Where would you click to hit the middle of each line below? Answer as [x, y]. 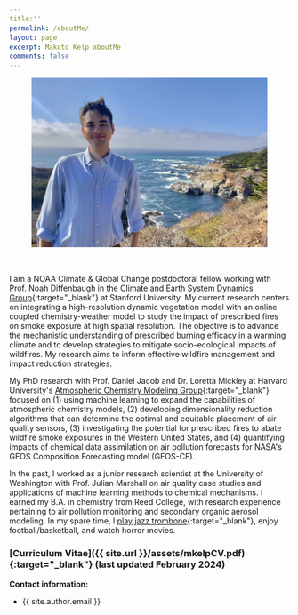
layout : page [33, 37]
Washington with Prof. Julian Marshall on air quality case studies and [135, 483]
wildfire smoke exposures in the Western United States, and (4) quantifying [147, 438]
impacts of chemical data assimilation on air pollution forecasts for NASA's [146, 447]
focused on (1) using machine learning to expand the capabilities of [133, 400]
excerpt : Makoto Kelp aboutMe [65, 47]
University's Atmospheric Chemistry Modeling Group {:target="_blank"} [139, 390]
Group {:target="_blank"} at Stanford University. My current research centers [149, 298]
